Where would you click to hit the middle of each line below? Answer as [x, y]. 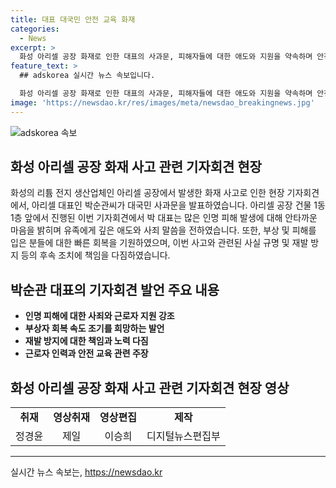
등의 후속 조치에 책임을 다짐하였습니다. [95, 255]
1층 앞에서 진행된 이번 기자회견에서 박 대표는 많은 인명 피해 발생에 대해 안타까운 [164, 218]
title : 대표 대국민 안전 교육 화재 [73, 19]
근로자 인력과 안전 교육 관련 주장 [86, 353]
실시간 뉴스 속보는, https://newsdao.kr [86, 472]
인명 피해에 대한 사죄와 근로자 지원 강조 [99, 316]
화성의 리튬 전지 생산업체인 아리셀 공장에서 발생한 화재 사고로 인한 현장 [147, 193]
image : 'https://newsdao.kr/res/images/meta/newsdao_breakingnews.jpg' [162, 102]
